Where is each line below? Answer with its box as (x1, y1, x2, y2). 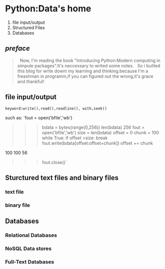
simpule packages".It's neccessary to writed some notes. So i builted (17, 62, 161, 68)
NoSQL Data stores (5, 245, 52, 252)
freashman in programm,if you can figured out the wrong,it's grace (17, 73, 154, 79)
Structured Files (12, 24, 45, 30)
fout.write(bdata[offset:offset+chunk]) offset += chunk (41, 140, 153, 146)
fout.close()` (41, 159, 67, 165)
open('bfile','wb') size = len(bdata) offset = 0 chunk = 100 (41, 129, 159, 135)
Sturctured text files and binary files (5, 173, 119, 182)
